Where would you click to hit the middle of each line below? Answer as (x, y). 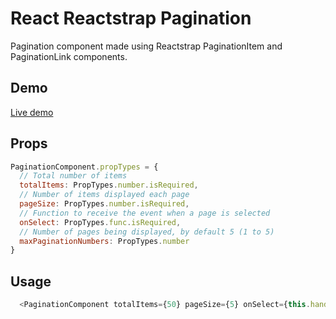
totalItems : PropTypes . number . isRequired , (109, 185)
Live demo (32, 112)
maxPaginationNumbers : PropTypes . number (104, 241)
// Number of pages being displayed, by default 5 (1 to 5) (147, 232)
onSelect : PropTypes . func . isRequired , (100, 222)
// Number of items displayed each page (104, 195)
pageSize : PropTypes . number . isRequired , (104, 204)
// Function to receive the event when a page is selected (145, 213)
